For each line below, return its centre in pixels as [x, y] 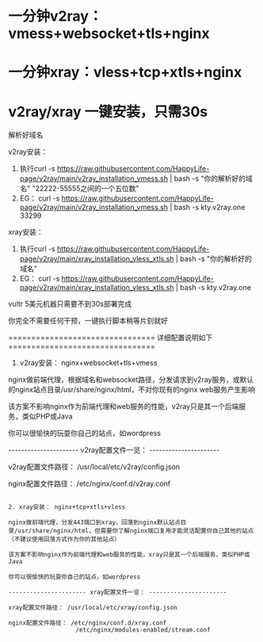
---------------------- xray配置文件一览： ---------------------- [118, 592]
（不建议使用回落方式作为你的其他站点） [64, 540]
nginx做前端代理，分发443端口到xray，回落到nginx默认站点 [94, 523]
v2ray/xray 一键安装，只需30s [108, 111]
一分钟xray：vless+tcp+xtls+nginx [125, 73]
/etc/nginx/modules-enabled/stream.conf [143, 630]
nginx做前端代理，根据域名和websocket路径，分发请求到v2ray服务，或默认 [131, 380]
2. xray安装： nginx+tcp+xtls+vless [67, 507]
